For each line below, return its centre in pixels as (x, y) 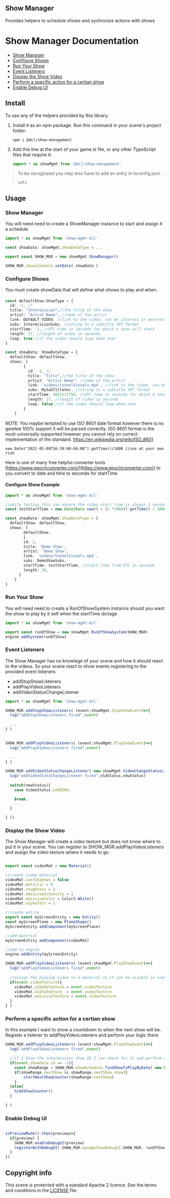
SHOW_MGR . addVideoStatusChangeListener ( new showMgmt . (64, 771)
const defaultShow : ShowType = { (39, 301)
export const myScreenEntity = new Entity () (53, 917)
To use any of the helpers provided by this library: (57, 115)
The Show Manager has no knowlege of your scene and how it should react (84, 660)
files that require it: (32, 154)
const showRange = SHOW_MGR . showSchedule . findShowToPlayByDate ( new (88, 1067)
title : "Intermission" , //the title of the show (61, 310)
